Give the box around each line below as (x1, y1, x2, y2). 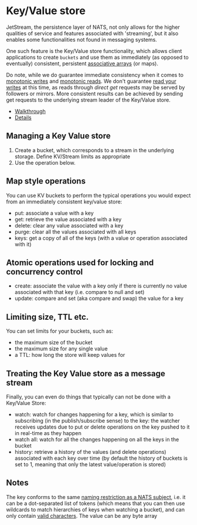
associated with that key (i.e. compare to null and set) (14, 289, 145, 296)
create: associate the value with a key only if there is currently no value (14, 282, 187, 289)
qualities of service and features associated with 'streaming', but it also (6, 29, 179, 36)
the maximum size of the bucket (14, 339, 93, 346)
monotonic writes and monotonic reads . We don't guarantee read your (6, 78, 176, 85)
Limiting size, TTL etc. (6, 312, 89, 322)
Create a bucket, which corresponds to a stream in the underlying (14, 146, 175, 153)
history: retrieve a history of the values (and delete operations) (14, 449, 166, 455)
